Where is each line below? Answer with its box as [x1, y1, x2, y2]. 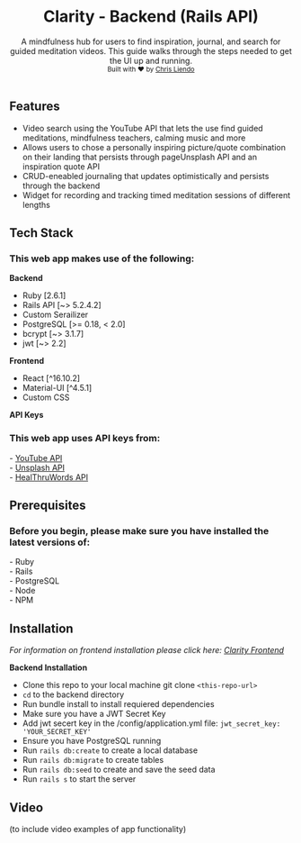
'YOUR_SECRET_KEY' [22, 728, 92, 737]
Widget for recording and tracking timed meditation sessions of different [22, 189, 290, 200]
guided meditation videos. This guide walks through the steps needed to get [10, 45, 292, 56]
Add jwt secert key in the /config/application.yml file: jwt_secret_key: [22, 718, 281, 729]
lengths [22, 199, 51, 210]
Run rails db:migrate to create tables [22, 755, 164, 766]
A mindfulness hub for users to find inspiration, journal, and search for [21, 36, 281, 47]
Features [9, 99, 60, 114]
